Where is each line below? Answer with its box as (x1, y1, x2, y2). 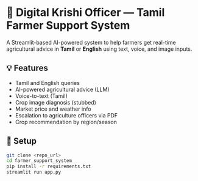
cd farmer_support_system (6, 158, 72, 164)
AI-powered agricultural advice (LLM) (15, 86, 110, 93)
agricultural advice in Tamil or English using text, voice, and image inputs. (6, 45, 193, 53)
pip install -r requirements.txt (6, 163, 91, 170)
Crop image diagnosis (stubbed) (15, 98, 96, 106)
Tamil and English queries (15, 79, 80, 86)
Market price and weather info (15, 105, 91, 113)
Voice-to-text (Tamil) (15, 92, 68, 100)
